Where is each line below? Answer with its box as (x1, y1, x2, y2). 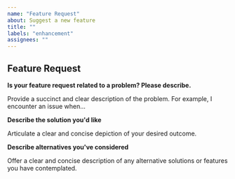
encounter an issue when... (7, 102, 86, 110)
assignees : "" (7, 37, 49, 44)
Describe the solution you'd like (7, 115, 102, 124)
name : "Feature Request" (7, 10, 80, 18)
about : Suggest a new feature (7, 17, 96, 24)
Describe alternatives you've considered (7, 142, 129, 151)
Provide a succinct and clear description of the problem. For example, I (7, 94, 213, 102)
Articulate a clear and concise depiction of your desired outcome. (7, 129, 197, 138)
